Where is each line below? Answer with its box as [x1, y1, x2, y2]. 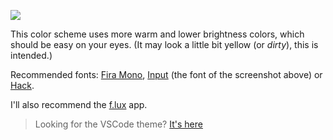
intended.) [10, 50, 53, 61]
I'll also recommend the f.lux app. [10, 99, 148, 110]
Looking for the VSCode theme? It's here [34, 118, 203, 130]
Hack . [10, 80, 35, 91]
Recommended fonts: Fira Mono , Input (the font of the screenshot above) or [10, 69, 323, 80]
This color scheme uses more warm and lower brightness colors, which [10, 28, 305, 40]
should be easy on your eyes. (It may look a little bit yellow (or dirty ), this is [10, 39, 319, 50]
